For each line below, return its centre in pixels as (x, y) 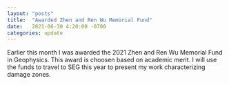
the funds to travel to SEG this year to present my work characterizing (106, 67)
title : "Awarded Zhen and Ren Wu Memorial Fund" (80, 20)
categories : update (35, 33)
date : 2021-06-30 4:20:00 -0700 (57, 26)
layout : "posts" (30, 13)
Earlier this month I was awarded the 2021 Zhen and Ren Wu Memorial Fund (115, 53)
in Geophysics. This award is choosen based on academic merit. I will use (112, 60)
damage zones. (29, 75)
